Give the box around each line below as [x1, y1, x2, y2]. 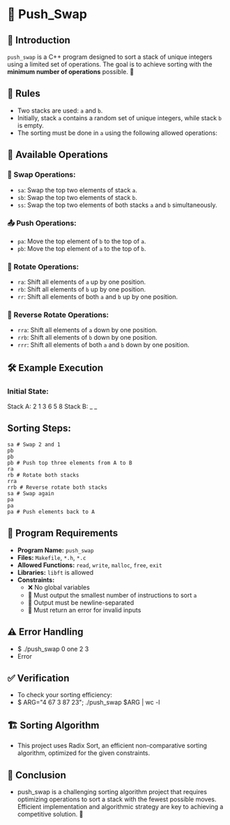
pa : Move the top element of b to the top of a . [17, 237, 146, 245]
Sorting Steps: [7, 422, 72, 434]
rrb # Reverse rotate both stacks [7, 484, 108, 491]
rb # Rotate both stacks [7, 471, 79, 478]
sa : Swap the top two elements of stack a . [17, 185, 137, 194]
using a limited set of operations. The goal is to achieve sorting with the [7, 60, 213, 69]
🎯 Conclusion [7, 769, 66, 781]
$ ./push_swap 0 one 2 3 [17, 645, 89, 653]
